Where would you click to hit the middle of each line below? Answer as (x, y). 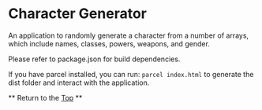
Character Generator (78, 14)
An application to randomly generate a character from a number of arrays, (129, 35)
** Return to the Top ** (45, 97)
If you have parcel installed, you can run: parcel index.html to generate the (131, 74)
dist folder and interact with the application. (79, 82)
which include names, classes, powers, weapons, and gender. (109, 43)
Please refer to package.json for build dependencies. (94, 59)
